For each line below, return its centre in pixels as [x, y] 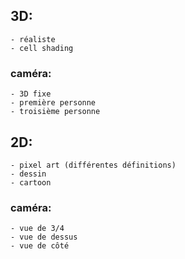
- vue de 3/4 [37, 229]
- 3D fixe [31, 94]
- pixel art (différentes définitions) [93, 165]
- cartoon [31, 182]
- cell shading [42, 48]
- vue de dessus [44, 237]
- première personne [53, 103]
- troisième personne [55, 112]
